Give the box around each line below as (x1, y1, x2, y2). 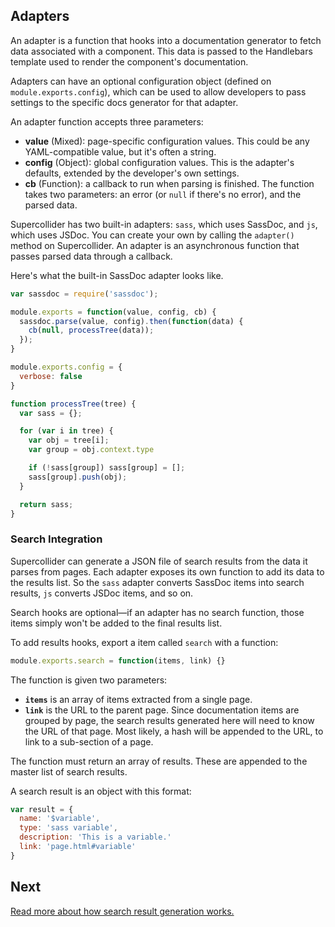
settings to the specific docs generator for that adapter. (10, 96, 239, 108)
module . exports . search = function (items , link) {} (10, 655, 226, 666)
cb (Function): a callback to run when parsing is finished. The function (24, 177, 315, 189)
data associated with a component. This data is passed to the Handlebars (10, 45, 313, 57)
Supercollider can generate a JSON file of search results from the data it (10, 555, 308, 567)
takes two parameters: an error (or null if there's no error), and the (24, 188, 302, 200)
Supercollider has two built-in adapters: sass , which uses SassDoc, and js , (10, 218, 318, 230)
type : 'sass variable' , (19, 823, 118, 833)
